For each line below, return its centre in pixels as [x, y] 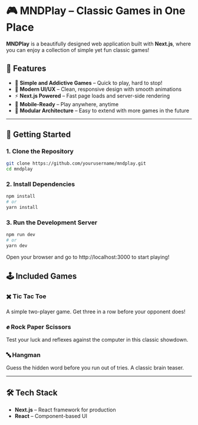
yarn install [22, 207]
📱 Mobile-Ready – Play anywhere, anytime [67, 104]
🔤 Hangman [24, 355]
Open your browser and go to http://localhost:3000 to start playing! [88, 257]
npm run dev [21, 235]
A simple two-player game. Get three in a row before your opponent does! [96, 311]
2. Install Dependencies [41, 184]
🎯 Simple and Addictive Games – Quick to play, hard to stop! [88, 83]
